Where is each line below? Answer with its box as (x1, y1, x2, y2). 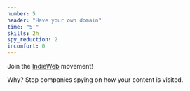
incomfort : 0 (7, 43, 46, 50)
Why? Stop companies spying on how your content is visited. (7, 76, 184, 84)
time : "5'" (7, 23, 39, 30)
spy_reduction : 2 (7, 36, 58, 43)
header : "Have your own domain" (7, 17, 102, 24)
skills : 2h (7, 29, 39, 37)
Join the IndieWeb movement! (7, 62, 93, 70)
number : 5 (7, 10, 36, 17)
